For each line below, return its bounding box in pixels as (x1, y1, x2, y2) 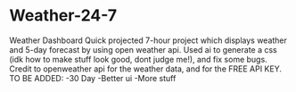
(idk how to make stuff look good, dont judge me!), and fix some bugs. (9, 54, 267, 64)
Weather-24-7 (9, 5, 118, 26)
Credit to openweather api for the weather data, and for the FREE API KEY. (9, 63, 283, 74)
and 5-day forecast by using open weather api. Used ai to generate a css (9, 44, 278, 54)
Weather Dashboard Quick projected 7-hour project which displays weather (9, 35, 288, 46)
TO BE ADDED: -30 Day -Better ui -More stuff (9, 72, 177, 83)
